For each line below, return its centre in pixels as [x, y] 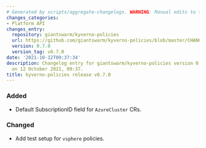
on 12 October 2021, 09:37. [48, 69]
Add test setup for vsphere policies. [60, 138]
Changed [21, 125]
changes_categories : [33, 18]
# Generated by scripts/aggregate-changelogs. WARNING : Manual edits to [101, 12]
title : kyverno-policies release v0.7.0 [59, 75]
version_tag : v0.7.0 [38, 52]
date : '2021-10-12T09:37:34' [44, 57]
